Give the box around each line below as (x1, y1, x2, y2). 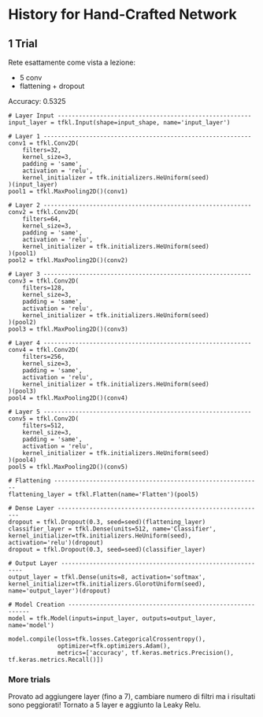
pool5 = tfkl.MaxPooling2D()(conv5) (8, 463, 128, 471)
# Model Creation (8, 601, 65, 608)
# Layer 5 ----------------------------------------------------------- (8, 408, 252, 416)
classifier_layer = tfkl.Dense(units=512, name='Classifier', (8, 525, 217, 533)
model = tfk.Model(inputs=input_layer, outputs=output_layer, (8, 615, 217, 623)
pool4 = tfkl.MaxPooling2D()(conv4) (8, 394, 128, 402)
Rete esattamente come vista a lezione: (8, 57, 136, 67)
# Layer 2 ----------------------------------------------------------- (8, 201, 252, 209)
